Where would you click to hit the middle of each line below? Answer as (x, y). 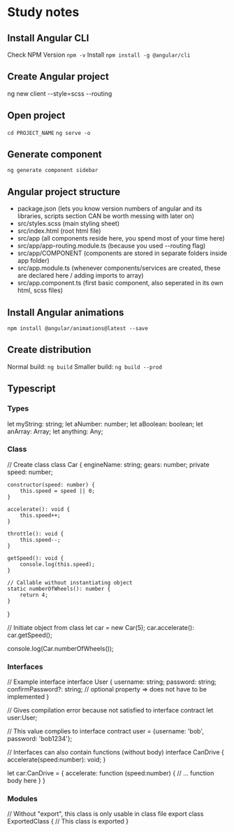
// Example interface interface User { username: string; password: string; (112, 682)
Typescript (31, 389)
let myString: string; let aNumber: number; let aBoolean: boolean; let (105, 424)
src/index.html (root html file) (59, 231)
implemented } (28, 697)
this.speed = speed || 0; (58, 491)
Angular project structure (64, 192)
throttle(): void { (36, 533)
